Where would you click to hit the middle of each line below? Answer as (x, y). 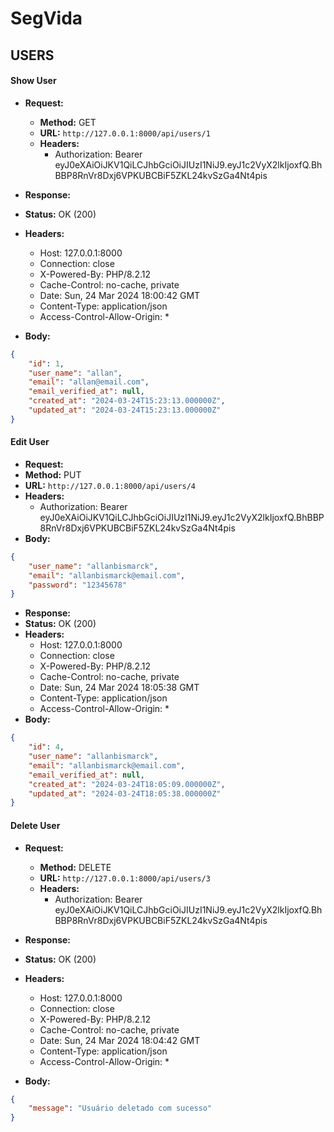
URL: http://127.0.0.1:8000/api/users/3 (125, 878)
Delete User (35, 825)
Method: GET (68, 122)
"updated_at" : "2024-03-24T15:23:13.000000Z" (125, 410)
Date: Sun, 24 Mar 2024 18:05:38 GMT (119, 688)
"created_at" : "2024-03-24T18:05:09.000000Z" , (127, 784)
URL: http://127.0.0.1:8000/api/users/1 (125, 133)
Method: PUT (53, 474)
